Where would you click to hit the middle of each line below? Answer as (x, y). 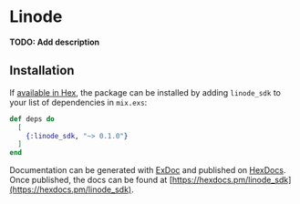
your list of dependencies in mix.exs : (78, 102)
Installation (42, 71)
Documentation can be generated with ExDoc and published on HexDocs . (148, 170)
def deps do (32, 119)
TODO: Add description (55, 42)
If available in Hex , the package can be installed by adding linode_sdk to (145, 92)
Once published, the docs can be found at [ (91, 180)
